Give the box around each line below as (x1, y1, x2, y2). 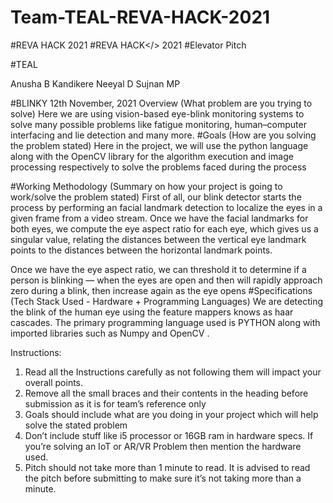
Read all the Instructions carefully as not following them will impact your (24, 366, 322, 378)
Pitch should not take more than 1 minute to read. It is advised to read (24, 461, 311, 473)
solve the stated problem (24, 419, 128, 431)
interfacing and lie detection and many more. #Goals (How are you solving (10, 129, 317, 141)
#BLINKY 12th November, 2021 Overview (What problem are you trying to (10, 97, 313, 109)
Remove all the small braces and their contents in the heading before (24, 387, 309, 399)
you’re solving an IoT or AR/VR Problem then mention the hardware (24, 440, 302, 452)
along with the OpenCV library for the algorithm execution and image (10, 150, 294, 162)
